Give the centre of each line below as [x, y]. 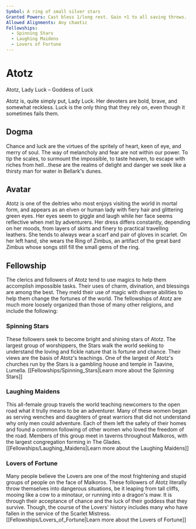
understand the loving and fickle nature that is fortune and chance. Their [94, 351]
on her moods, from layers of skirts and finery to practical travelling [87, 228]
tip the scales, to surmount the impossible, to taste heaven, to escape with [96, 159]
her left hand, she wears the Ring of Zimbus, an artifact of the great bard [94, 241]
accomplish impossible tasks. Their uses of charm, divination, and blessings [98, 286]
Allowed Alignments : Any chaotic [47, 22]
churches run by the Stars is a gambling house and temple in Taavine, [90, 364]
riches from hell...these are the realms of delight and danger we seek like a [96, 164]
